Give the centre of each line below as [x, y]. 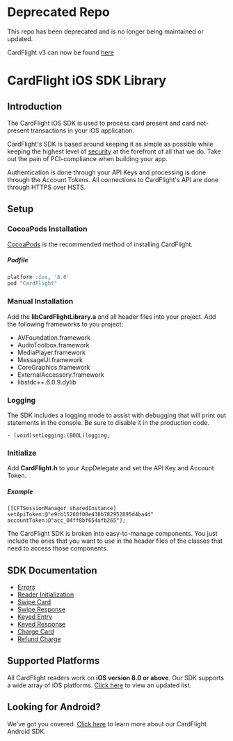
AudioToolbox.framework [53, 345]
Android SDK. [27, 731]
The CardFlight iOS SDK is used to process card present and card [101, 123]
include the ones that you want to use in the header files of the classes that [115, 541]
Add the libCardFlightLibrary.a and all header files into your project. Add [112, 316]
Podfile [18, 260]
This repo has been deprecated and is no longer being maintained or [105, 31]
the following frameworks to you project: [65, 324]
